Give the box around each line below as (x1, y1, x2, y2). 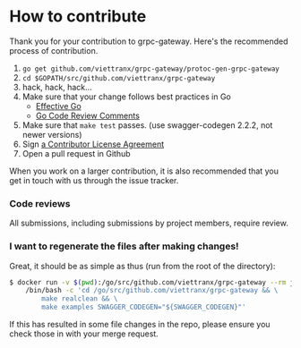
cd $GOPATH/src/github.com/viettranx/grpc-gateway (21, 73, 216, 82)
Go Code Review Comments (35, 110, 141, 121)
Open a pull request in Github (21, 148, 132, 158)
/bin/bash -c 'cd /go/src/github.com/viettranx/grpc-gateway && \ (25, 286, 279, 295)
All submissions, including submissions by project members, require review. (9, 217, 288, 229)
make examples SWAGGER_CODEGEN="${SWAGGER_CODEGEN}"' (41, 302, 246, 312)
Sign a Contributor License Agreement (21, 139, 165, 149)
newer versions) (21, 129, 82, 140)
